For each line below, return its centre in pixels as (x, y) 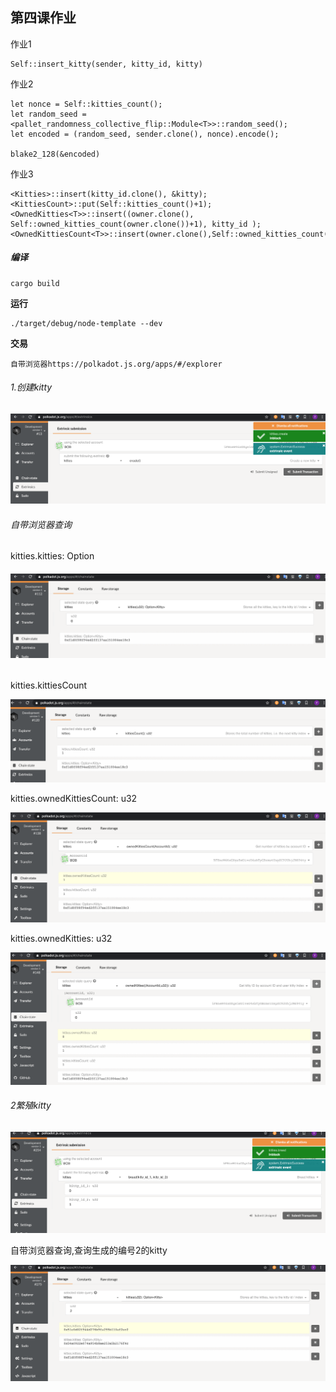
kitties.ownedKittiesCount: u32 (74, 798)
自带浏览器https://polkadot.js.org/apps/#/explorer (116, 364)
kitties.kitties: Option (52, 556)
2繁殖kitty (31, 1105)
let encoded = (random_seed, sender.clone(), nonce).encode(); (145, 134)
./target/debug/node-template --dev (86, 323)
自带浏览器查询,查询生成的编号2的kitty (89, 1250)
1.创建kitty (31, 387)
